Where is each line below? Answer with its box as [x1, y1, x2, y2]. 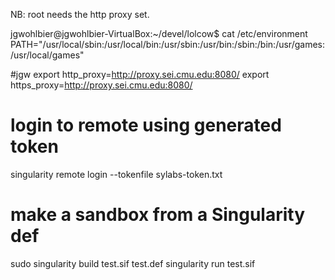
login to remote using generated [10, 114, 282, 137]
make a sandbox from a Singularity [10, 204, 306, 226]
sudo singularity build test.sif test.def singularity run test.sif [10, 257, 256, 269]
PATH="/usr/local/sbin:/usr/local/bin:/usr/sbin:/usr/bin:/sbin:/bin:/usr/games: [10, 39, 325, 50]
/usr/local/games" [10, 49, 85, 61]
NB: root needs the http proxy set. [10, 9, 150, 20]
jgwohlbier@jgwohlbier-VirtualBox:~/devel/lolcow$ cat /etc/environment [10, 28, 308, 39]
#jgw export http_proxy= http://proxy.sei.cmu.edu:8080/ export [10, 69, 270, 80]
